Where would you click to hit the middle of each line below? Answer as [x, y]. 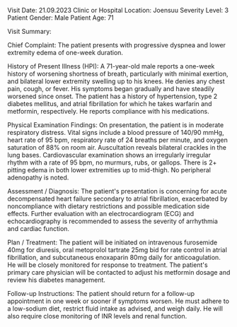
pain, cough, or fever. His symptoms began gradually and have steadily [111, 89]
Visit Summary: [29, 31]
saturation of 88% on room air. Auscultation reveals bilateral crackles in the [117, 147]
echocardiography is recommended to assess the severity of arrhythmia [112, 221]
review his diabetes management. [57, 280]
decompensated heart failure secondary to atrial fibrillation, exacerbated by [117, 198]
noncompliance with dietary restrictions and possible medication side [109, 206]
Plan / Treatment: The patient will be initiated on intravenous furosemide [112, 242]
